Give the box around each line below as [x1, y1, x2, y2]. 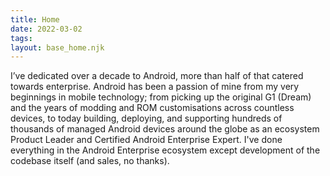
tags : [10, 33, 33, 43]
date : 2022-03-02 [10, 24, 83, 34]
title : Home [10, 14, 60, 25]
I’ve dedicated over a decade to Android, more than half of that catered [10, 70, 304, 82]
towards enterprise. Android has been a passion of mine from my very [10, 81, 300, 93]
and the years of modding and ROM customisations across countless [10, 102, 295, 114]
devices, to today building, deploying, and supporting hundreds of [10, 112, 283, 125]
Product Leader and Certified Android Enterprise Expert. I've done [10, 134, 283, 146]
